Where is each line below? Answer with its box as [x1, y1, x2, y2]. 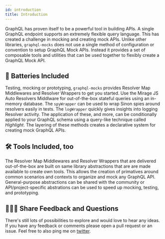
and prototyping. [5, 190, 40, 196]
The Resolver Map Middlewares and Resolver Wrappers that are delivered [5, 158, 157, 164]
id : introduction [5, 7, 41, 12]
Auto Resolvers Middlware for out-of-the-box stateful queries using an [5, 96, 150, 102]
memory [5, 101, 22, 107]
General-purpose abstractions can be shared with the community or [5, 179, 145, 185]
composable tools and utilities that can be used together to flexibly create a [5, 52, 160, 58]
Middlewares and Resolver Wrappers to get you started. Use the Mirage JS [5, 90, 159, 96]
